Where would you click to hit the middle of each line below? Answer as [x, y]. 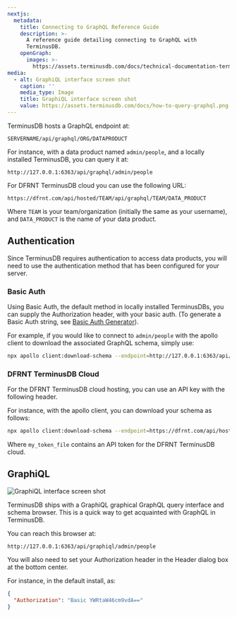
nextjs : [19, 14]
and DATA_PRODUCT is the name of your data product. [82, 219]
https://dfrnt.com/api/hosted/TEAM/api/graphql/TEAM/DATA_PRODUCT [107, 198]
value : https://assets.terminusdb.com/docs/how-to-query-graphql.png [124, 106]
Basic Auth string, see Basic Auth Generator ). [73, 321]
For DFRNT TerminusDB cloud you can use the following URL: [97, 185]
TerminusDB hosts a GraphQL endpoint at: [69, 126]
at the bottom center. [38, 567]
